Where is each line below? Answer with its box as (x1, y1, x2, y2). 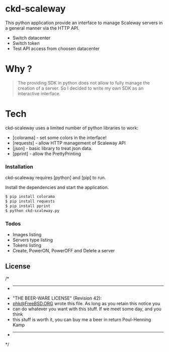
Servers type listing (12, 237, 53, 243)
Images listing (12, 231, 42, 237)
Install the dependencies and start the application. (5, 184, 109, 190)
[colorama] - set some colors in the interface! (12, 134, 107, 140)
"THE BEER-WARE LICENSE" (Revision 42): (12, 295, 102, 301)
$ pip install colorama (5, 194, 55, 199)
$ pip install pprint (5, 203, 51, 208)
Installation (5, 163, 34, 170)
